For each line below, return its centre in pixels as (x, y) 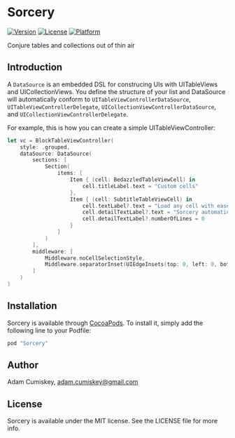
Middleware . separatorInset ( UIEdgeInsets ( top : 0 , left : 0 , (131, 265)
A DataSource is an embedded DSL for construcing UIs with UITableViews (113, 84)
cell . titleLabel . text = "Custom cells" (140, 186)
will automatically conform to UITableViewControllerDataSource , (99, 99)
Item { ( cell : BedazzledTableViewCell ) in (133, 180)
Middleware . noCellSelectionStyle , (95, 258)
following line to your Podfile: (49, 330)
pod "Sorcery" (28, 343)
